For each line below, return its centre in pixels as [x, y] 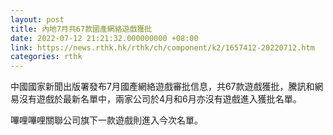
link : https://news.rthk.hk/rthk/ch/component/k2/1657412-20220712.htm [162, 47]
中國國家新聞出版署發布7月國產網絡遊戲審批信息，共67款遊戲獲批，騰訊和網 [167, 87]
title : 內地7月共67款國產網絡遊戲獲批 [81, 29]
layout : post [37, 19]
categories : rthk [46, 57]
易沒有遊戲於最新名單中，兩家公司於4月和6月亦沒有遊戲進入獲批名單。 [156, 99]
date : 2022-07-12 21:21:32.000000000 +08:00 [104, 38]
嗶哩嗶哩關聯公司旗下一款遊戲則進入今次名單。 [106, 120]
